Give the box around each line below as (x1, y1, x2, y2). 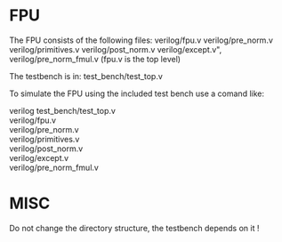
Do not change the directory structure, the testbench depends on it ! (9, 222, 260, 233)
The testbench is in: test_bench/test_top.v (9, 70, 163, 81)
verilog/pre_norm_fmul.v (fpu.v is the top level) (9, 53, 181, 64)
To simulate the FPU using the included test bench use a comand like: (9, 88, 265, 99)
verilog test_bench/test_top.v (9, 105, 116, 116)
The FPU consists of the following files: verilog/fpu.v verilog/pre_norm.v (9, 35, 274, 45)
